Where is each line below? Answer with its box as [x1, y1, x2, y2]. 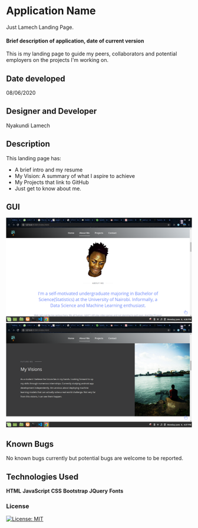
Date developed [6, 74, 65, 84]
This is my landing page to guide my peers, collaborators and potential [6, 50, 177, 57]
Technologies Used [6, 471, 78, 481]
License [6, 502, 29, 510]
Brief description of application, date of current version [6, 37, 144, 44]
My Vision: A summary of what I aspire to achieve [14, 172, 136, 179]
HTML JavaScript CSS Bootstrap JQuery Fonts [6, 487, 124, 494]
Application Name [6, 4, 96, 18]
